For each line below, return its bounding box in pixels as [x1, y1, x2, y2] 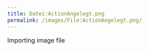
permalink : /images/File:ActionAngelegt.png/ [7, 17, 142, 24]
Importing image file [7, 36, 65, 44]
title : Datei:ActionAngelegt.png [7, 10, 105, 17]
